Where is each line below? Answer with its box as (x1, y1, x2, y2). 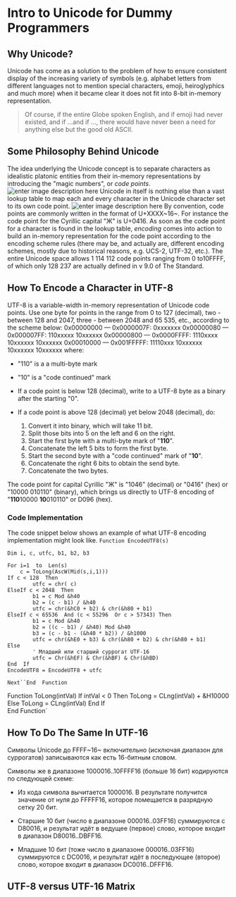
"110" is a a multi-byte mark (17, 359, 98, 368)
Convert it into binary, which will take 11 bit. (27, 421, 153, 430)
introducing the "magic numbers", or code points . (7, 179, 151, 187)
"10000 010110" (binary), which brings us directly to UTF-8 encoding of (7, 488, 215, 496)
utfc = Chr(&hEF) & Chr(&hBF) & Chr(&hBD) (32, 654, 159, 662)
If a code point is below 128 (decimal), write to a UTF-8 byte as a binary (17, 386, 226, 395)
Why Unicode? (7, 48, 73, 60)
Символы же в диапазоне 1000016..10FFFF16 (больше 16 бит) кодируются (7, 767, 229, 775)
